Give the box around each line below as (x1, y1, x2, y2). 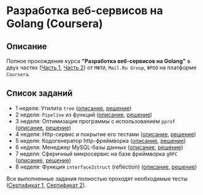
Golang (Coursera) (6, 17, 103, 31)
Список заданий (6, 88, 73, 99)
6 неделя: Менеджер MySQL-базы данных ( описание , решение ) (15, 143, 183, 151)
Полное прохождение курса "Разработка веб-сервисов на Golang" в (6, 58, 191, 64)
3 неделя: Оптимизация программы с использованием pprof (15, 117, 176, 124)
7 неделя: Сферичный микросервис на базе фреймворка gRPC (15, 150, 178, 157)
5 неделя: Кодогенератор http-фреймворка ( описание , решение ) (15, 137, 186, 144)
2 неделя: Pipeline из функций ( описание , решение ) (15, 111, 152, 118)
